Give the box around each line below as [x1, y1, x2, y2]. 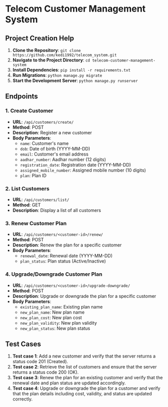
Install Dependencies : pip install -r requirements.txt [12, 67, 131, 73]
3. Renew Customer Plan [5, 220, 67, 227]
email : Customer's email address [20, 151, 89, 157]
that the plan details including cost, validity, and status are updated [12, 391, 152, 397]
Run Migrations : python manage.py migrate [12, 72, 102, 78]
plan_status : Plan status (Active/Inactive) [20, 258, 106, 264]
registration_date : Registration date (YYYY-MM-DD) [20, 162, 131, 168]
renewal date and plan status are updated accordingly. [12, 380, 126, 386]
